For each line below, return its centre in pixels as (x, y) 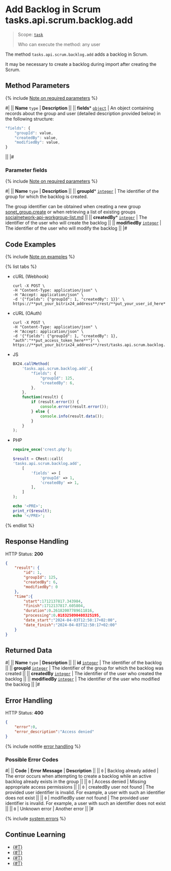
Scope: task (30, 34)
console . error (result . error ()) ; (74, 407)
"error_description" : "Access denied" (54, 732)
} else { (40, 411)
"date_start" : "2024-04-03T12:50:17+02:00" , (70, 620)
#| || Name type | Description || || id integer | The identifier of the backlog (83, 663)
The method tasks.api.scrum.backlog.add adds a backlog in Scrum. (77, 54)
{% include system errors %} (36, 818)
